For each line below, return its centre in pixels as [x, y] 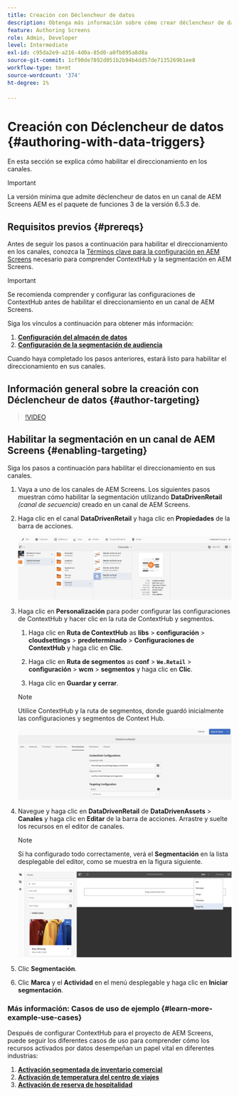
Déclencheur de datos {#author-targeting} [104, 400]
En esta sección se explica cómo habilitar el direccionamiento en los [107, 161]
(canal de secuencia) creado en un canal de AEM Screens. [104, 504]
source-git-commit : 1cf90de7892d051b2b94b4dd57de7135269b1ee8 [101, 61]
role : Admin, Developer [43, 38]
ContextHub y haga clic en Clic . [75, 648]
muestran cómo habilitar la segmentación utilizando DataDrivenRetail [120, 497]
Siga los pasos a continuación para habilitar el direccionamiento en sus [111, 468]
